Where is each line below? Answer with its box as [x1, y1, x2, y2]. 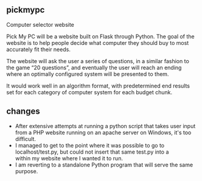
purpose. [15, 167, 38, 175]
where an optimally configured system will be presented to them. [6, 70, 169, 78]
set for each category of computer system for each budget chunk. [6, 88, 172, 96]
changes [6, 106, 41, 117]
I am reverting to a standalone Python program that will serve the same [15, 161, 193, 168]
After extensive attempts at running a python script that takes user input [15, 122, 196, 129]
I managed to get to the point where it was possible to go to [15, 142, 165, 149]
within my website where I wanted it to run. [15, 154, 124, 162]
